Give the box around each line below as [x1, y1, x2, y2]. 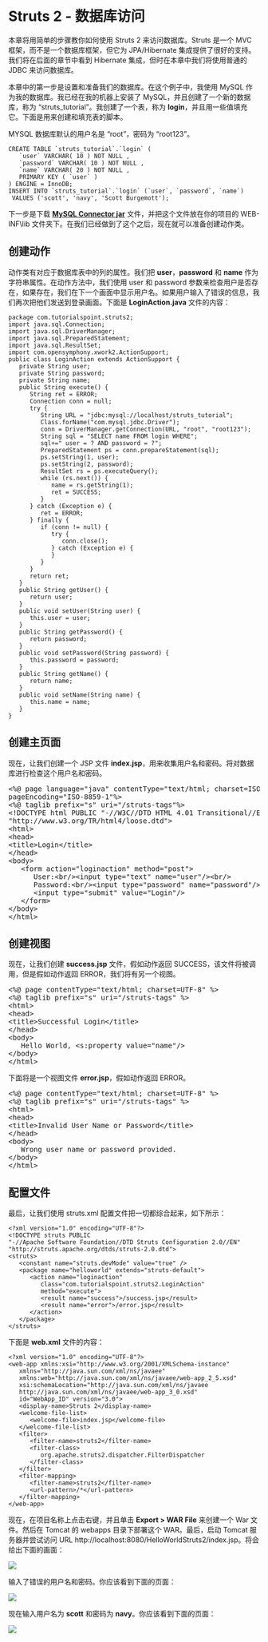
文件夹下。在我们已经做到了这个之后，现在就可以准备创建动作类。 [31, 219, 249, 229]
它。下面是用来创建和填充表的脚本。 [8, 112, 128, 121]
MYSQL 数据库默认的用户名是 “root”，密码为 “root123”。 [8, 129, 194, 138]
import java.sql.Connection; [8, 320, 105, 328]
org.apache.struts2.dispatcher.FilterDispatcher [40, 1451, 205, 1459]
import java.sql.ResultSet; [8, 341, 102, 349]
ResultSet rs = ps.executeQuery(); [40, 467, 159, 475]
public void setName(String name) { [18, 690, 141, 699]
